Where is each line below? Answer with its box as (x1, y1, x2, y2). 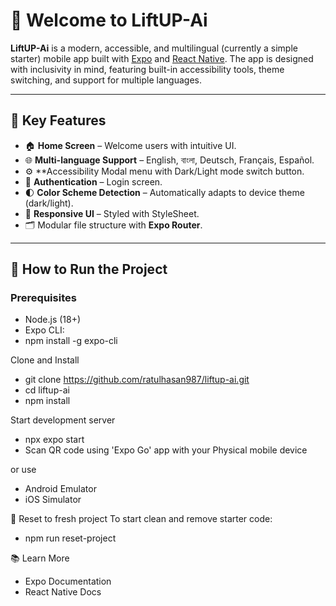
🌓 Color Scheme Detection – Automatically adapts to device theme (24, 186, 305, 198)
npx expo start (24, 434, 85, 446)
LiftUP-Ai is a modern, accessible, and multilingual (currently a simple (10, 42, 298, 54)
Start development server (10, 414, 116, 426)
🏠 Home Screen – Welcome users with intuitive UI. (24, 139, 237, 151)
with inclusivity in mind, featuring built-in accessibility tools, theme (10, 63, 285, 75)
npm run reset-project (24, 532, 117, 544)
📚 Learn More (10, 552, 70, 564)
